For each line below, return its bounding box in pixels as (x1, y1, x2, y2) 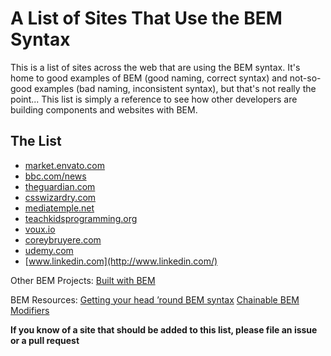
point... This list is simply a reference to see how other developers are (10, 93, 298, 105)
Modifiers (10, 304, 50, 316)
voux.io (24, 223, 56, 235)
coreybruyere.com (24, 233, 102, 246)
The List (10, 133, 62, 150)
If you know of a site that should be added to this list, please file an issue (10, 323, 318, 336)
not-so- (289, 72, 322, 84)
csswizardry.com (24, 191, 97, 203)
